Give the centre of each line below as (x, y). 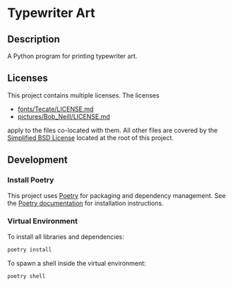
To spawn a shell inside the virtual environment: (77, 263)
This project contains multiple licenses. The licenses (84, 95)
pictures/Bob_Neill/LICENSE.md (64, 116)
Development (38, 160)
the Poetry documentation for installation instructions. (85, 203)
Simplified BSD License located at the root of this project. (91, 137)
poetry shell (26, 276)
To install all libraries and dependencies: (66, 236)
